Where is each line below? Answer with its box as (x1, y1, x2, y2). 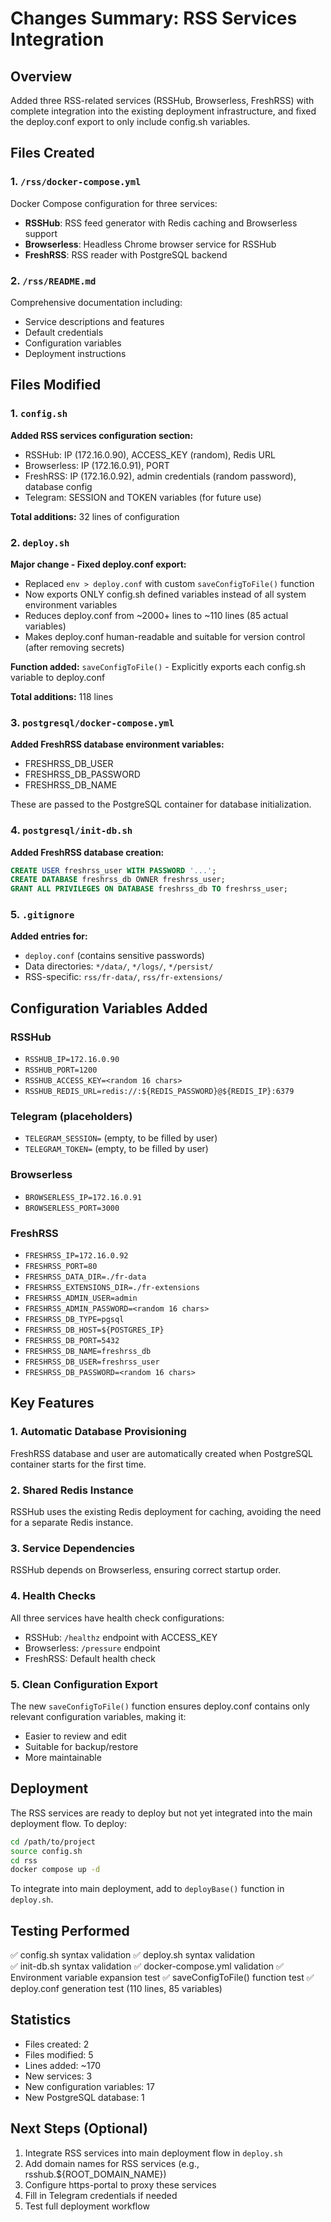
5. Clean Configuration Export (10, 1677, 158, 1691)
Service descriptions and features (24, 315, 165, 327)
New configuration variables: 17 (24, 2080, 155, 2092)
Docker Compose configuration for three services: (10, 197, 218, 209)
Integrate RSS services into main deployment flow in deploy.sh (24, 2147, 283, 2159)
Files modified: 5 (24, 2048, 94, 2061)
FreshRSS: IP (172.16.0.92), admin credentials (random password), (24, 470, 297, 482)
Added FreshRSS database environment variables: (10, 738, 225, 751)
